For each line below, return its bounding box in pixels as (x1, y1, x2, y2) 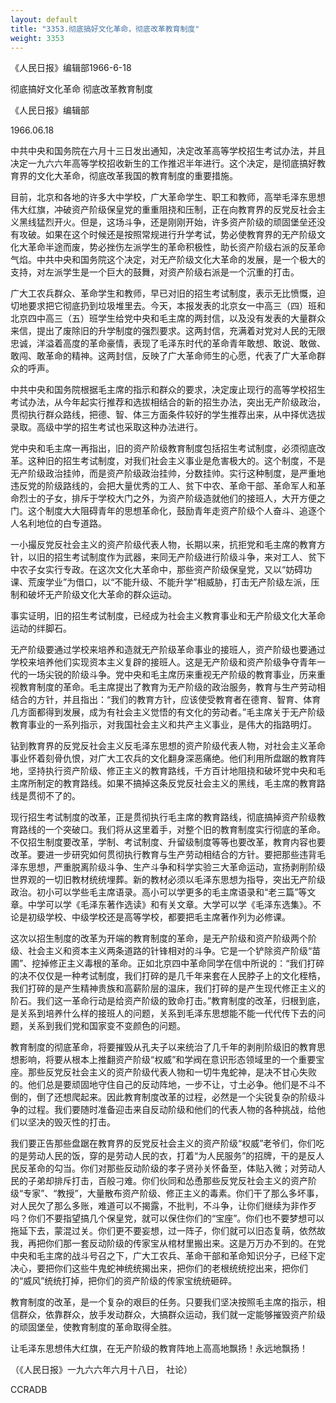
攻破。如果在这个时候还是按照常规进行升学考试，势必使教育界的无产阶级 (18, 229, 317, 241)
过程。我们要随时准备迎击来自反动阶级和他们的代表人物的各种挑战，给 (27, 1104, 317, 1116)
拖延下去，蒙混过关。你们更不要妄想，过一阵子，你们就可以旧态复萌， (10, 1225, 300, 1237)
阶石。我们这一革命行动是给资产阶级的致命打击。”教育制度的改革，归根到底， (10, 995, 326, 1007)
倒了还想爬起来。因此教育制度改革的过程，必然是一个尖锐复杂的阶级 (36, 1091, 317, 1103)
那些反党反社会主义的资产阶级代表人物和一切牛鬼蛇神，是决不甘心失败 (27, 1066, 317, 1078)
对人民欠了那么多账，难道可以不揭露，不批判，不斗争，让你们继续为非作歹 (10, 1200, 317, 1212)
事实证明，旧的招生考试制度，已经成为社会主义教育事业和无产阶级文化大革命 (10, 610, 326, 622)
